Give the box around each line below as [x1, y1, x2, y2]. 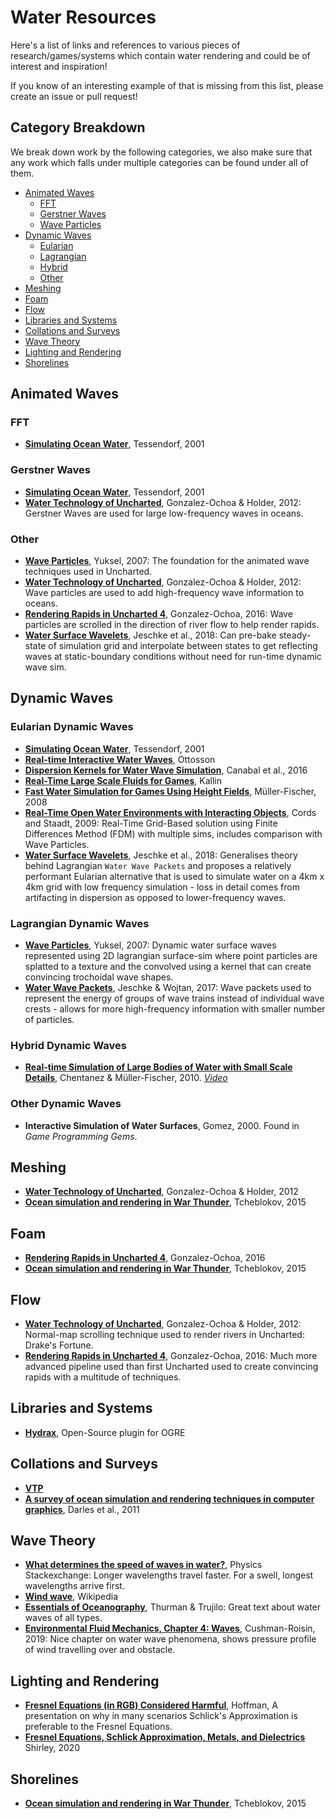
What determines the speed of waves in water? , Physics [24, 1559, 263, 1571]
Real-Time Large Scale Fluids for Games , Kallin [24, 774, 222, 786]
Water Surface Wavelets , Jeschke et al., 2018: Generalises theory [24, 849, 298, 861]
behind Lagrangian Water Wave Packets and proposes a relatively [24, 859, 292, 871]
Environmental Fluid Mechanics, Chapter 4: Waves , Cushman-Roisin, [24, 1622, 316, 1635]
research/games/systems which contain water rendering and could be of [10, 49, 311, 61]
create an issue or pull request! [10, 90, 138, 102]
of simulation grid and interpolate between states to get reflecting [48, 640, 318, 652]
